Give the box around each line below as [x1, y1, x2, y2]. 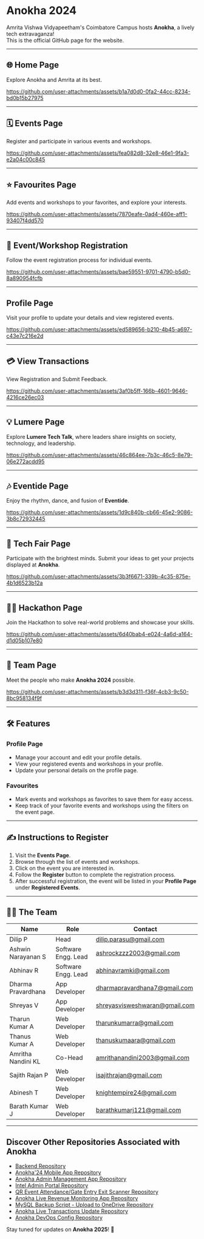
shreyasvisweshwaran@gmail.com [96, 1001, 195, 1010]
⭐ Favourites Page [6, 180, 77, 190]
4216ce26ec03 [6, 393, 44, 401]
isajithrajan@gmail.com [96, 1071, 163, 1079]
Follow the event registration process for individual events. [6, 256, 153, 264]
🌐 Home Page [6, 60, 59, 70]
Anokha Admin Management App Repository [15, 1175, 127, 1183]
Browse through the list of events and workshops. [15, 858, 140, 865]
